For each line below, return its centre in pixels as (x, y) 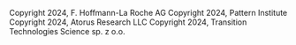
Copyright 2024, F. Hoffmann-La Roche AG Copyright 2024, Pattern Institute (148, 13)
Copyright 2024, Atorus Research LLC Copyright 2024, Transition (128, 22)
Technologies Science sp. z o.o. (67, 31)
